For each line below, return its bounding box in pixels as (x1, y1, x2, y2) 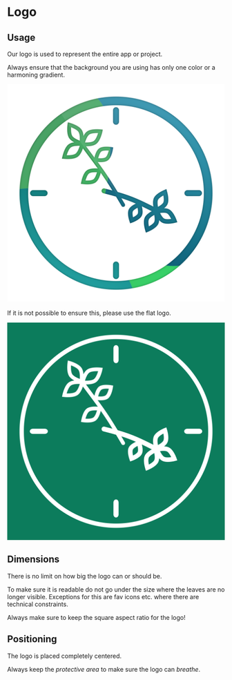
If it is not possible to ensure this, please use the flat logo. (7, 309, 171, 317)
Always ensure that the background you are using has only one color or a (7, 64, 215, 71)
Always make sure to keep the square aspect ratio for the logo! (7, 613, 186, 621)
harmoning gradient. (7, 70, 66, 79)
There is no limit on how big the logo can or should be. (7, 572, 162, 580)
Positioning (7, 633, 57, 645)
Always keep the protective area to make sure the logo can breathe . (7, 665, 201, 673)
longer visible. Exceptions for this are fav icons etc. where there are (7, 592, 200, 601)
